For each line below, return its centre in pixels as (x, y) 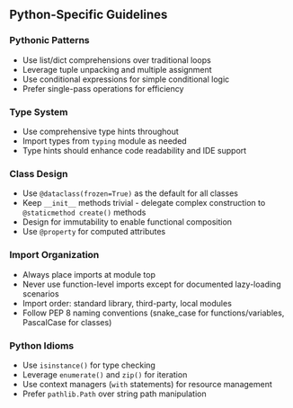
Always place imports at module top (89, 274)
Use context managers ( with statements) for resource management (147, 384)
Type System (39, 111)
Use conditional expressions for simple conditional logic (126, 79)
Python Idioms (42, 345)
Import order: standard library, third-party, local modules (127, 303)
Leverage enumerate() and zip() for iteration (105, 374)
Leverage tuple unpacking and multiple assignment (117, 69)
